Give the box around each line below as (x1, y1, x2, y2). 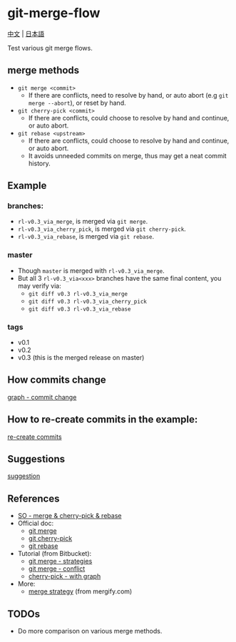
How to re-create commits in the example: (7, 413, 198, 425)
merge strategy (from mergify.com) (28, 587, 133, 596)
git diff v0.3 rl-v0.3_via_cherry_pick (28, 298, 148, 305)
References (7, 492, 60, 504)
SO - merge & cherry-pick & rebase (17, 512, 122, 520)
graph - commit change (7, 393, 77, 401)
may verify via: (17, 281, 62, 290)
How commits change (7, 374, 107, 386)
